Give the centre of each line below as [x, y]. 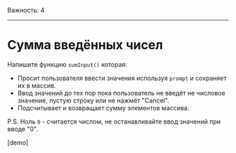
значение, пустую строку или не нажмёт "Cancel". [93, 100]
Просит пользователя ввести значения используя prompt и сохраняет [122, 78]
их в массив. [37, 85]
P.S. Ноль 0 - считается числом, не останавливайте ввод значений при [114, 121]
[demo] [18, 142]
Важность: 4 [26, 10]
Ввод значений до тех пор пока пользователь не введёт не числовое [122, 93]
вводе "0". [23, 128]
